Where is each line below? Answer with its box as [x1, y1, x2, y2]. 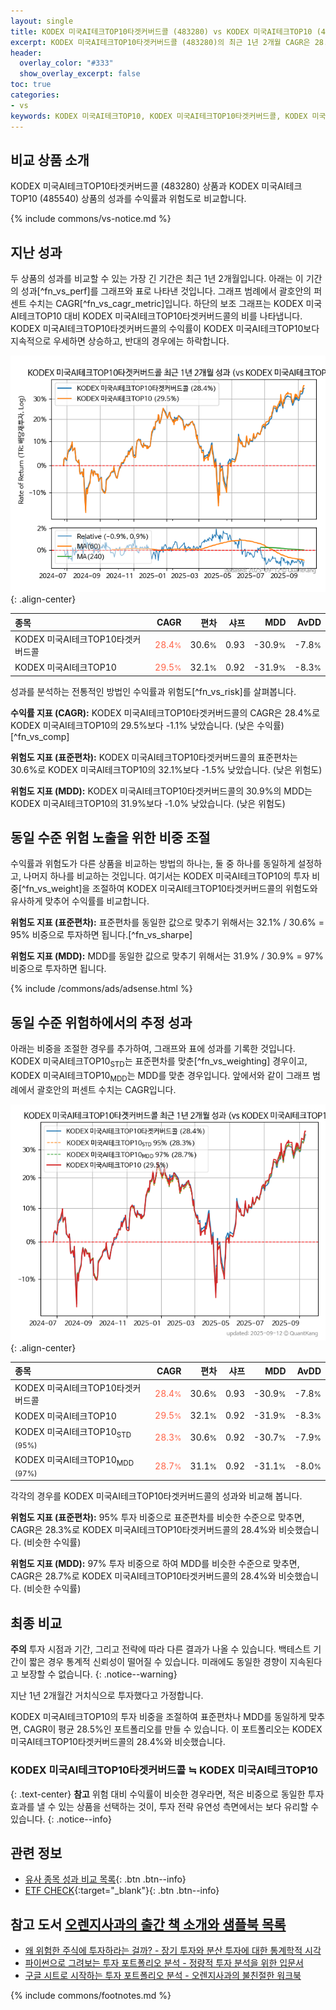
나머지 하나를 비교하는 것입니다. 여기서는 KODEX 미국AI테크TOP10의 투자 [23, 870, 310, 882]
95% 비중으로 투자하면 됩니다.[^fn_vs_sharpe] [10, 929, 193, 941]
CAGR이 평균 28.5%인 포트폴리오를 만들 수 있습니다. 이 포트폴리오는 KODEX [23, 1723, 323, 1735]
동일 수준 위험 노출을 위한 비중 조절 [10, 830, 211, 847]
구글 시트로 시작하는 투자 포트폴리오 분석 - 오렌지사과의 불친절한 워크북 [24, 1970, 302, 1982]
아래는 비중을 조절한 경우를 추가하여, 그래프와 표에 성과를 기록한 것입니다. [10, 1043, 296, 1055]
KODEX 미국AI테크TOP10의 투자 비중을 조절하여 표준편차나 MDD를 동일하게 [10, 1711, 307, 1723]
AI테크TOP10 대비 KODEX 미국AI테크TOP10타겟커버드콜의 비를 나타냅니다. [10, 310, 303, 322]
